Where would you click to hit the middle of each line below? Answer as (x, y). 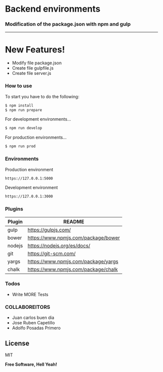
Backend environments (53, 9)
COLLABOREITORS (28, 307)
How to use (19, 86)
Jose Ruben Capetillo (33, 323)
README (74, 221)
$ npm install (19, 106)
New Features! (35, 49)
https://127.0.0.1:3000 (29, 196)
